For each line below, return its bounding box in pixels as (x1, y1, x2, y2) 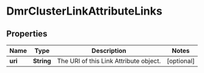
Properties (6, 29, 48, 39)
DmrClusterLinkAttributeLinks (6, 4, 163, 18)
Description (91, 47, 126, 55)
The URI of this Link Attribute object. (57, 57, 161, 65)
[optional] (167, 57, 195, 65)
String (32, 57, 51, 65)
